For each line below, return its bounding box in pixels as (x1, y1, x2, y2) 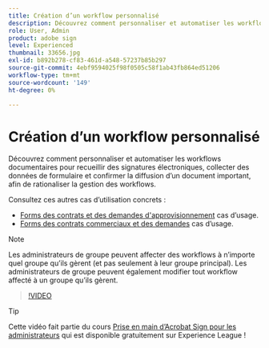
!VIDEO (27, 291, 52, 301)
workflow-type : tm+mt (8, 71, 81, 79)
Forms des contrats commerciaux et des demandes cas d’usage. (19, 219, 234, 229)
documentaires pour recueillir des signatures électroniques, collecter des (8, 162, 250, 172)
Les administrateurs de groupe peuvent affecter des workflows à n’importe (8, 250, 255, 260)
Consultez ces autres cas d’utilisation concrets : (8, 195, 167, 205)
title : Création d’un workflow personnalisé (8, 11, 159, 20)
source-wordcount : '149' (8, 78, 91, 86)
